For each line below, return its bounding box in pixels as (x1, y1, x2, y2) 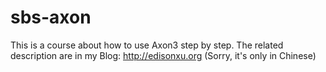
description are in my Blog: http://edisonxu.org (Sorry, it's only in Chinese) (10, 49, 317, 61)
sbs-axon (10, 6, 92, 29)
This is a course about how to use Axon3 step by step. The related (10, 39, 284, 51)
